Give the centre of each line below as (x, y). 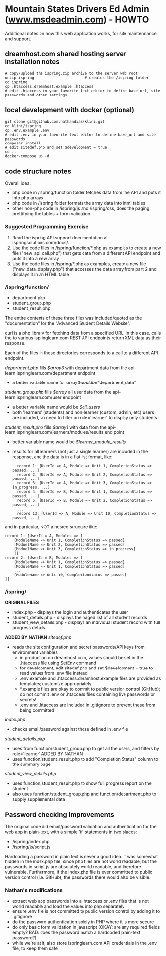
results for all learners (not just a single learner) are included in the (80, 451)
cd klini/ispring (23, 126)
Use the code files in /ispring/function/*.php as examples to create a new (86, 248)
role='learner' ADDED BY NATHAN (47, 754)
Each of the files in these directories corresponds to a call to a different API (82, 353)
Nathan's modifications (34, 890)
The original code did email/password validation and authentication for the (81, 827)
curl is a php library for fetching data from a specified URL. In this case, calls (83, 333)
